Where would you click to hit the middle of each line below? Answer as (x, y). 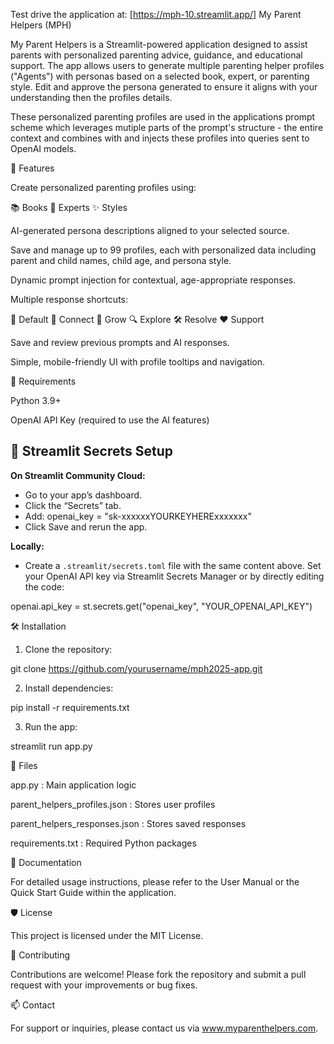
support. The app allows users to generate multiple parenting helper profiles (167, 65)
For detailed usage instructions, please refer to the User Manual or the (155, 881)
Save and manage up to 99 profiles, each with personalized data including (163, 250)
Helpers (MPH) (41, 25)
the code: (44, 586)
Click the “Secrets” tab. (73, 505)
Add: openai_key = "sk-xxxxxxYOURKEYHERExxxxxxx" (138, 516)
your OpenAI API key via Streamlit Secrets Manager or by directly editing (174, 576)
